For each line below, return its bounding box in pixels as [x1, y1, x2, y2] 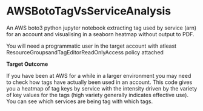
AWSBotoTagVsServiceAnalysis [6, 4, 171, 18]
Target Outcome [6, 60, 48, 68]
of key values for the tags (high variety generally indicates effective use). [6, 91, 189, 98]
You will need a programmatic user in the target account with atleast [6, 42, 177, 49]
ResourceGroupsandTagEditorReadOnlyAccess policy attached [6, 48, 164, 55]
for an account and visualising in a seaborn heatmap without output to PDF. [6, 30, 195, 37]
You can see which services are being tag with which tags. [6, 98, 153, 105]
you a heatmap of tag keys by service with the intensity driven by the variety [6, 84, 198, 92]
